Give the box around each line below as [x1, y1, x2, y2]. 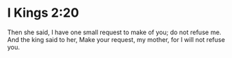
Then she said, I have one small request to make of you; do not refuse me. [7, 28, 222, 36]
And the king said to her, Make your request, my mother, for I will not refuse [7, 35, 226, 43]
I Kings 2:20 [7, 5, 79, 21]
